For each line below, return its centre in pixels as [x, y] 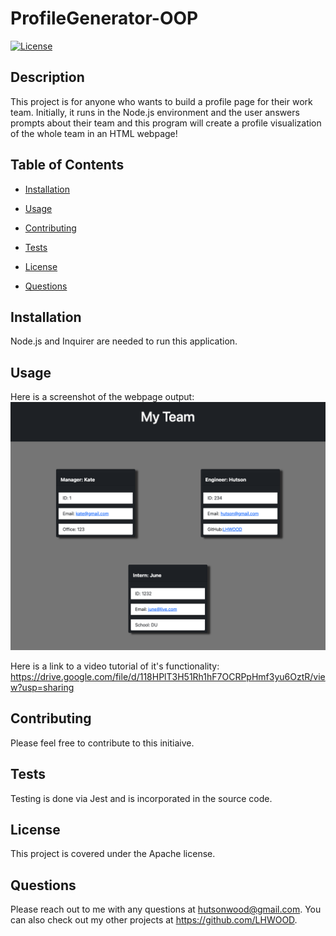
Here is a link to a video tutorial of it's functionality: [115, 666]
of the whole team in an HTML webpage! [94, 133]
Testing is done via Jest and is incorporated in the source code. [141, 798]
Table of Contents [67, 165]
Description [47, 77]
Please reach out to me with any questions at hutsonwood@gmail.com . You [166, 909]
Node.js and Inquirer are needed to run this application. [124, 341]
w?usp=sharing [42, 687]
